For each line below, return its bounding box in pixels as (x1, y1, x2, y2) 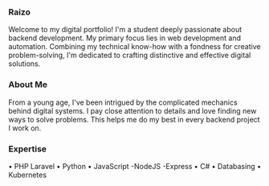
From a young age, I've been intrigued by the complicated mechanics (8, 97, 238, 107)
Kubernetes (8, 170, 47, 180)
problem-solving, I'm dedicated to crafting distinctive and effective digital (8, 51, 251, 60)
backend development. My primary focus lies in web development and (8, 33, 242, 43)
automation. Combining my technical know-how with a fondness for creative (8, 42, 261, 52)
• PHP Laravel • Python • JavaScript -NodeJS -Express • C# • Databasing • (8, 161, 262, 171)
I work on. (8, 123, 42, 133)
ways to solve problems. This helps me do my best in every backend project (8, 114, 260, 124)
